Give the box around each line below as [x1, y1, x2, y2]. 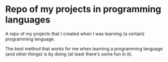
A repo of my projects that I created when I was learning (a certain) [5, 30, 145, 36]
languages [5, 14, 50, 25]
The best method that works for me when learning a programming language [5, 45, 163, 51]
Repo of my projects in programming [5, 3, 161, 15]
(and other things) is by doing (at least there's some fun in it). [5, 51, 133, 57]
